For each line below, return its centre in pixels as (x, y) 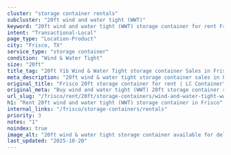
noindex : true (27, 128)
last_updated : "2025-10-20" (47, 141)
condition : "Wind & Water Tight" (55, 58)
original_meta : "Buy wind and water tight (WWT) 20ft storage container (113, 90)
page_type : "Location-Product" (52, 39)
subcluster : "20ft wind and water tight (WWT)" (77, 20)
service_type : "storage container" (58, 52)
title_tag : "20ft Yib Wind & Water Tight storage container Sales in (109, 71)
